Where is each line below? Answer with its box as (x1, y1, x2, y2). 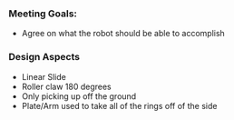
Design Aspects (8, 51, 81, 64)
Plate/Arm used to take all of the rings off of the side (21, 100, 218, 111)
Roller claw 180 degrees (21, 81, 112, 92)
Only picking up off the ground (21, 90, 137, 102)
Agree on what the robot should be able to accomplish (21, 28, 226, 39)
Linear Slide (21, 71, 67, 82)
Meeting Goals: (8, 7, 78, 20)
